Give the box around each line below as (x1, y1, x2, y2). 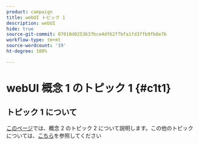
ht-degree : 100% (6, 48, 47, 54)
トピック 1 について (6, 107, 78, 118)
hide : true (6, 25, 34, 32)
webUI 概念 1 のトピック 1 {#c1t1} (6, 81, 172, 95)
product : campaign (6, 8, 53, 15)
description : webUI (6, 20, 56, 26)
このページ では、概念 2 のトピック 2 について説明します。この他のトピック (6, 124, 194, 132)
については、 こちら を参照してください (6, 132, 102, 139)
